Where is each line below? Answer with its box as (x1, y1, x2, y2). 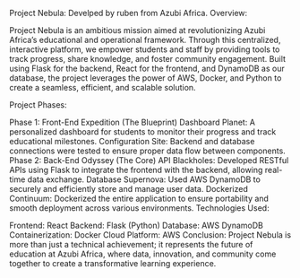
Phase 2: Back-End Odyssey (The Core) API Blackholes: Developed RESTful (9, 155, 289, 165)
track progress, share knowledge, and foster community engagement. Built (9, 54, 287, 64)
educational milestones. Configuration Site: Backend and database (9, 136, 255, 146)
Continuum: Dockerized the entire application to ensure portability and (9, 193, 269, 204)
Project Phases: (9, 100, 67, 110)
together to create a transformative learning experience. (9, 258, 217, 268)
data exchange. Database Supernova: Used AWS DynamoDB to (27, 174, 261, 185)
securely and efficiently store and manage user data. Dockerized (9, 184, 248, 194)
